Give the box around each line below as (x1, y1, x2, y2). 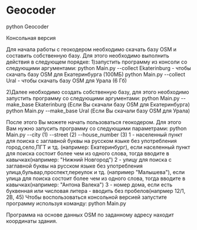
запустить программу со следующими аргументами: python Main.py (6, 95, 180, 102)
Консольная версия (6, 34, 56, 41)
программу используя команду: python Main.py (6, 199, 127, 206)
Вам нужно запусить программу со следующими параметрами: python (6, 125, 187, 132)
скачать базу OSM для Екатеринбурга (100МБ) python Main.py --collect (6, 71, 186, 78)
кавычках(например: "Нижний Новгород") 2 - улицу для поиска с (6, 156, 172, 163)
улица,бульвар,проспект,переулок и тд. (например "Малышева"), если (6, 168, 185, 175)
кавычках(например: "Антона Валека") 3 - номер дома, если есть (6, 181, 173, 188)
